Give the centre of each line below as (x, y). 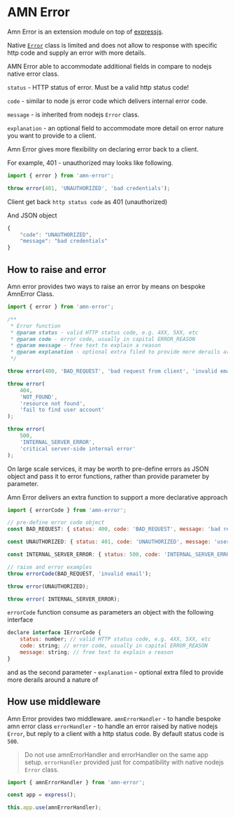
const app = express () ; (42, 795)
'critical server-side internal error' (78, 449)
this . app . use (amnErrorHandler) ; (54, 807)
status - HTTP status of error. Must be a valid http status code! (98, 87)
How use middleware (54, 702)
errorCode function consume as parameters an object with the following (111, 612)
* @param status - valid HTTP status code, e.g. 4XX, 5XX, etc (104, 333)
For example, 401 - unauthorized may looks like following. (90, 163)
